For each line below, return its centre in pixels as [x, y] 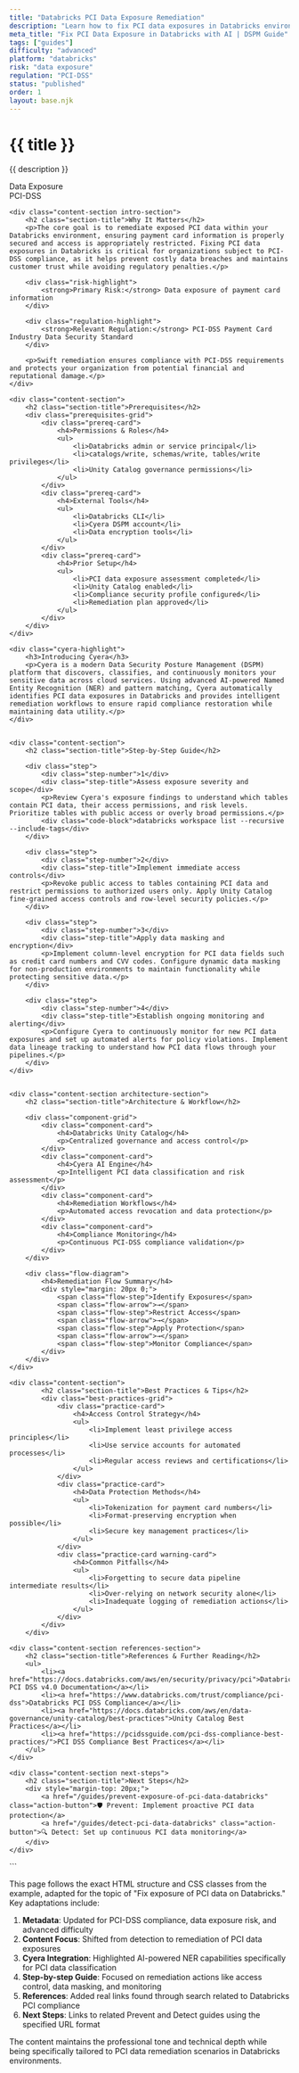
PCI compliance [51, 2006]
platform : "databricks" [53, 59]
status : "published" [48, 84]
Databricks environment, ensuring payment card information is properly [147, 236]
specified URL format [61, 2025]
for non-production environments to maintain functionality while [135, 970]
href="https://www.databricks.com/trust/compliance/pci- [177, 1696]
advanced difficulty [57, 1930]
